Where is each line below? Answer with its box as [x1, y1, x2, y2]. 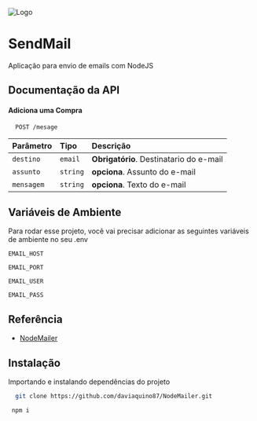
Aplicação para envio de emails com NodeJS [8, 60, 154, 70]
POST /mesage [15, 123, 58, 131]
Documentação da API [8, 83, 120, 97]
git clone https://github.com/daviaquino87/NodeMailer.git [15, 392, 213, 400]
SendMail [8, 35, 72, 53]
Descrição [91, 140, 131, 151]
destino [12, 154, 41, 163]
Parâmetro [12, 140, 53, 151]
